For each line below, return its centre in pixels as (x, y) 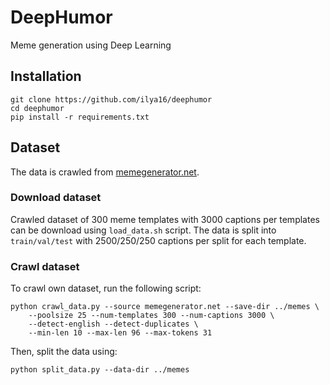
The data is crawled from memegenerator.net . (105, 172)
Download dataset (56, 198)
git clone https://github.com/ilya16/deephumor (111, 99)
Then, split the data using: (64, 352)
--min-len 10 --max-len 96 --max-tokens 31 (120, 333)
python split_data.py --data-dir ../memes (100, 370)
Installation (46, 76)
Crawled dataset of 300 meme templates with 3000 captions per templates (165, 219)
